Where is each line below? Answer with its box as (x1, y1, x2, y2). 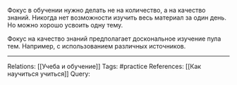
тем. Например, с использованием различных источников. (7, 42, 186, 50)
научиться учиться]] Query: (7, 70, 90, 78)
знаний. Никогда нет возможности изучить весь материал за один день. (7, 13, 227, 22)
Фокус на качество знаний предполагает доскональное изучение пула (7, 34, 221, 43)
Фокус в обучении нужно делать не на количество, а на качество (7, 6, 206, 14)
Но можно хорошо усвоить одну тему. (7, 21, 123, 29)
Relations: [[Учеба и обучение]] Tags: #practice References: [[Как (7, 63, 202, 70)
